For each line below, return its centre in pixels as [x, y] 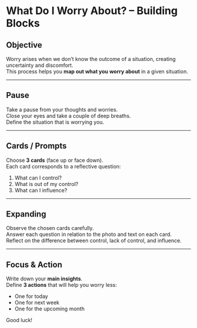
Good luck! [19, 320]
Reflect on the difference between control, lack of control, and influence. [94, 241]
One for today [31, 296]
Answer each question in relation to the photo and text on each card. [89, 234]
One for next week [37, 303]
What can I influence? [41, 190]
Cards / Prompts [37, 146]
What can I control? [38, 178]
